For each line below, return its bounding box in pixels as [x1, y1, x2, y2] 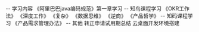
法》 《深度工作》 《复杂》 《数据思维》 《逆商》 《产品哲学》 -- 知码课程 [5, 12, 188, 19]
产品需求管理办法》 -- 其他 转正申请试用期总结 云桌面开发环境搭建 [17, 20, 180, 26]
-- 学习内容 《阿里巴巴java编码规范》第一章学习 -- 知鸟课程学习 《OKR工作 [5, 5, 190, 12]
